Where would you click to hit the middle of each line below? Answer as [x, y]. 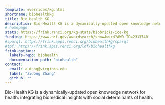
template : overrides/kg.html [35, 10]
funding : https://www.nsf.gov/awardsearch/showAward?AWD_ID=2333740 [77, 37]
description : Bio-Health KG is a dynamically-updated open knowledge [78, 23]
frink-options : [21, 51]
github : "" [21, 78]
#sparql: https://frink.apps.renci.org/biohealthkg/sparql [67, 42]
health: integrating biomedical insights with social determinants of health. [79, 97]
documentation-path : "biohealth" [44, 60]
